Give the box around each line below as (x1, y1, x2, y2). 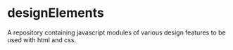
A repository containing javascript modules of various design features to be (7, 28, 227, 37)
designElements (7, 5, 104, 21)
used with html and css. (7, 35, 76, 44)
